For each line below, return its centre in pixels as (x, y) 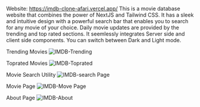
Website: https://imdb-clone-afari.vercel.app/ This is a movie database (93, 9)
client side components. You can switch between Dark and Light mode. (94, 40)
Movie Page (21, 86)
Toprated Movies (27, 63)
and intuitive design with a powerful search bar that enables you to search (97, 21)
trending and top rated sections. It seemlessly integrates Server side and (96, 34)
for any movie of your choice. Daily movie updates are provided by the (93, 27)
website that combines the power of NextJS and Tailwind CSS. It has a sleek (100, 15)
